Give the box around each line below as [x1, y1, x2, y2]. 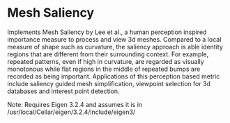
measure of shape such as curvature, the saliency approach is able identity [7, 42, 223, 51]
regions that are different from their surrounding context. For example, [7, 50, 209, 58]
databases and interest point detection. [7, 87, 120, 95]
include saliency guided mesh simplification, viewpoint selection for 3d [7, 79, 211, 88]
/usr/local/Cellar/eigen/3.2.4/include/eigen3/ [7, 108, 136, 116]
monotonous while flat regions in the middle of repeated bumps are [7, 65, 201, 73]
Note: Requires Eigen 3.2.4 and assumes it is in [7, 100, 143, 108]
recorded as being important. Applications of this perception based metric [7, 72, 220, 81]
